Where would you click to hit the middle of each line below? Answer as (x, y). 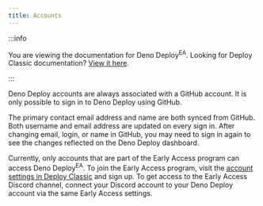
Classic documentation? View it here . (69, 63)
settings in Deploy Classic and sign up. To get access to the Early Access (128, 176)
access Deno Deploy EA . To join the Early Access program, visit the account (131, 167)
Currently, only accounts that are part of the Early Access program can (124, 158)
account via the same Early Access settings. (80, 193)
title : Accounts (35, 15)
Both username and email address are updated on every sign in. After (122, 126)
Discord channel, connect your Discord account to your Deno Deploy (121, 185)
